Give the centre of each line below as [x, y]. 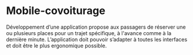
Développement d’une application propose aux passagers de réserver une [96, 27]
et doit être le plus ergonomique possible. [56, 46]
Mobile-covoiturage [56, 11]
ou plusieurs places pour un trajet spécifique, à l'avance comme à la [89, 33]
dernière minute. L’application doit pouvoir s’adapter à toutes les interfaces [97, 39]
